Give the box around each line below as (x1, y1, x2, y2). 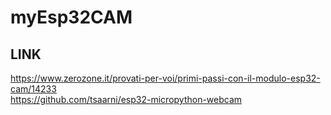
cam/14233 (10, 83, 57, 95)
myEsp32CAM (10, 6, 133, 29)
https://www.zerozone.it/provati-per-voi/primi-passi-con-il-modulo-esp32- (10, 72, 321, 84)
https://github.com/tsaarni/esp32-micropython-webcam (10, 94, 243, 105)
